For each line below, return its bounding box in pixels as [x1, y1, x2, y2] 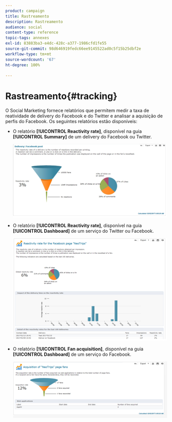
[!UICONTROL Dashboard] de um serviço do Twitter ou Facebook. [12, 228, 154, 234]
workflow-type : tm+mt [5, 51, 52, 56]
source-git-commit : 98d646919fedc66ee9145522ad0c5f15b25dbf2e [5, 46, 141, 51]
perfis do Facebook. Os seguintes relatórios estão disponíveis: [5, 118, 138, 125]
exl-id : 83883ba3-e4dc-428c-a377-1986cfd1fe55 [5, 41, 107, 46]
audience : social [5, 25, 43, 30]
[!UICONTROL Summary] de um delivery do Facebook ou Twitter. [12, 134, 152, 140]
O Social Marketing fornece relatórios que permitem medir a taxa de [5, 108, 149, 114]
